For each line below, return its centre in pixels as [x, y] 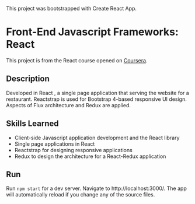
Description [28, 79]
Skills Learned [33, 124]
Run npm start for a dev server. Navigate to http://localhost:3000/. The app [96, 188]
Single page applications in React [55, 144]
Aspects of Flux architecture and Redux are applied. [69, 105]
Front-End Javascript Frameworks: [93, 32]
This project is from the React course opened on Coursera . [77, 60]
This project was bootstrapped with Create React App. [72, 8]
